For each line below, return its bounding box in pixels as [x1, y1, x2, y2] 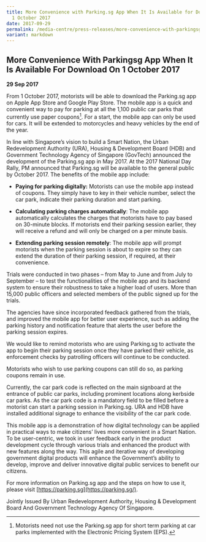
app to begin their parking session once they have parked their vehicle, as [6, 347, 194, 354]
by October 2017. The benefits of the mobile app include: [6, 170, 150, 178]
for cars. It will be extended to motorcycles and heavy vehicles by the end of [6, 119, 200, 127]
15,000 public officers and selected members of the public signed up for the [6, 290, 199, 297]
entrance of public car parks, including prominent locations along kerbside [6, 390, 195, 397]
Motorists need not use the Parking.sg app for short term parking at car [15, 522, 196, 529]
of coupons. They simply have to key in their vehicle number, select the [15, 189, 196, 197]
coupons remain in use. [6, 371, 66, 379]
